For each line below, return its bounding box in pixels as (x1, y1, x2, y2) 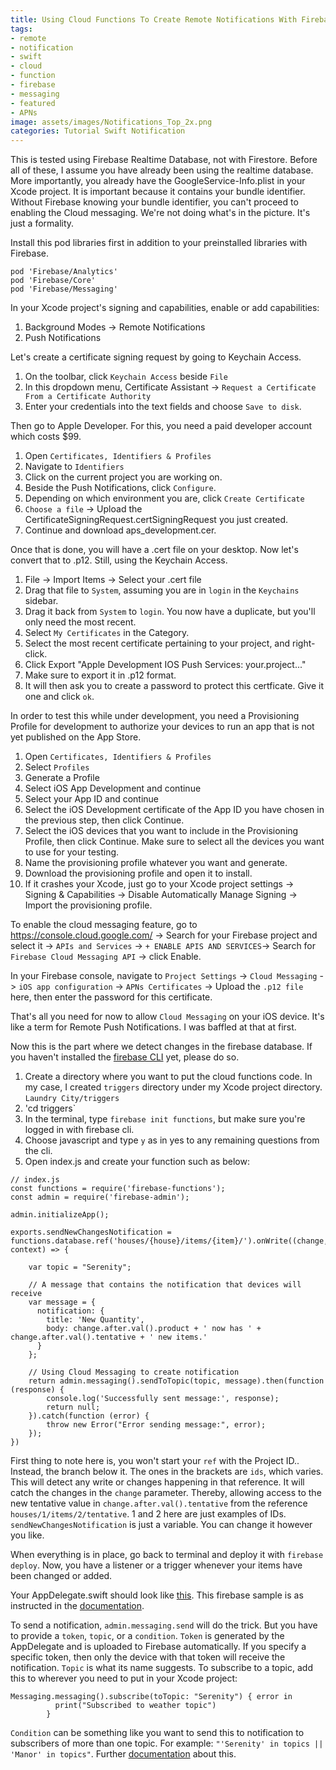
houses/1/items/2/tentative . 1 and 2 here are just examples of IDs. (10, 1508, 287, 1520)
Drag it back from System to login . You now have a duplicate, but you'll (24, 606, 316, 618)
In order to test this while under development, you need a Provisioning (10, 710, 300, 722)
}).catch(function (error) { (28, 1411, 150, 1421)
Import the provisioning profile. (24, 899, 153, 911)
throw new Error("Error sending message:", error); (46, 1420, 267, 1430)
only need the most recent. (24, 616, 137, 628)
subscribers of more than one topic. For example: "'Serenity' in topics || (10, 1737, 324, 1750)
